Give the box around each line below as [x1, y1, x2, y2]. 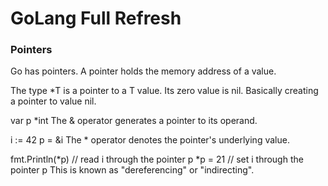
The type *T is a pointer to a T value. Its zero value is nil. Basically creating [10, 85, 319, 97]
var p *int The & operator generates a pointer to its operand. [10, 115, 258, 127]
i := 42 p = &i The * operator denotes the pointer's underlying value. [10, 134, 290, 146]
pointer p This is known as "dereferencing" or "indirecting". [10, 164, 255, 176]
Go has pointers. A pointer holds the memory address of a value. [10, 65, 277, 77]
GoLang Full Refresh [10, 7, 182, 30]
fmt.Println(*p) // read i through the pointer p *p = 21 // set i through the [10, 153, 304, 166]
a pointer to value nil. [10, 95, 97, 107]
